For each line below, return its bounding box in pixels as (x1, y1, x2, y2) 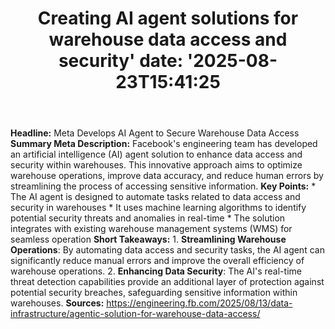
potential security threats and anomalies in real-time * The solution (10, 212, 286, 224)
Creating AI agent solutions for (37, 7, 299, 30)
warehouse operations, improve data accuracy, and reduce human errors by (10, 170, 324, 182)
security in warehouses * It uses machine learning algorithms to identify (10, 202, 307, 214)
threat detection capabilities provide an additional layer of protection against (10, 276, 325, 288)
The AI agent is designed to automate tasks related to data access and (10, 191, 301, 203)
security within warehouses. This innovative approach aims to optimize (10, 159, 303, 171)
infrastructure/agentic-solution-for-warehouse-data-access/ (10, 308, 261, 320)
